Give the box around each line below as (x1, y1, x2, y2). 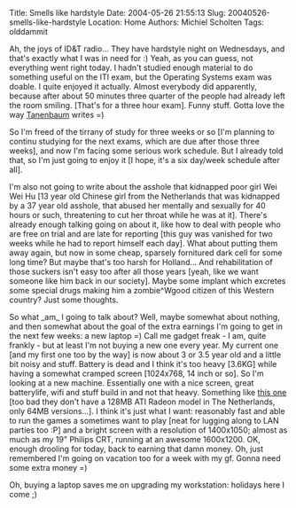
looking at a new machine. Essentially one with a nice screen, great (9, 378, 254, 388)
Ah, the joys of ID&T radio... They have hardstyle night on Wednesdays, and (9, 43, 285, 54)
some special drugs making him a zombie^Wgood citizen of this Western (9, 285, 275, 295)
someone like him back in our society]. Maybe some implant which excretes (9, 276, 286, 286)
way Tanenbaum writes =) (9, 110, 105, 120)
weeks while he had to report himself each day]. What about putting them (9, 238, 278, 248)
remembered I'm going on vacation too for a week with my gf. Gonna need (9, 453, 281, 464)
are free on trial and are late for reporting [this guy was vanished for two (9, 229, 273, 238)
